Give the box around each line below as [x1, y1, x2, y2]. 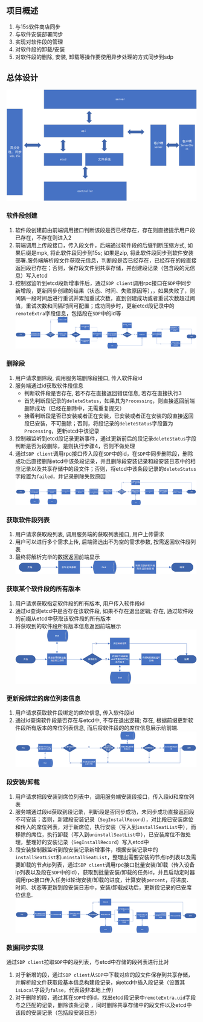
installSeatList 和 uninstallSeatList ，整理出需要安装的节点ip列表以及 [14, 853, 192, 860]
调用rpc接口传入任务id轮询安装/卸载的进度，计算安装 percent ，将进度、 [14, 876, 192, 883]
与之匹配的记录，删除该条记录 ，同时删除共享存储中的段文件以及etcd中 [14, 1001, 192, 1009]
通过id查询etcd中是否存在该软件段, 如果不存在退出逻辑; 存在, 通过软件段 [14, 607, 194, 614]
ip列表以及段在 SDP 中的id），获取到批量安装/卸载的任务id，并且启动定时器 [14, 868, 195, 876]
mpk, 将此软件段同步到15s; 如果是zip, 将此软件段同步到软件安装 [36, 249, 194, 256]
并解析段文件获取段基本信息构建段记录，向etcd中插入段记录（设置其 [14, 979, 185, 986]
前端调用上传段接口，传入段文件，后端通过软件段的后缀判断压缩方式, [14, 241, 186, 249]
